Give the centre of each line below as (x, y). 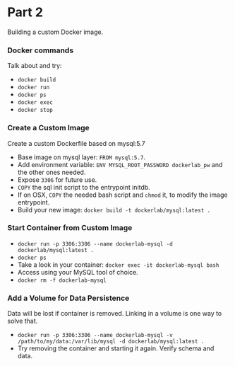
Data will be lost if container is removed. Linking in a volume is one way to (115, 314)
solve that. (23, 321)
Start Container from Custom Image (70, 228)
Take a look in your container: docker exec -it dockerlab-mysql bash (118, 264)
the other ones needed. (52, 172)
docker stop (35, 110)
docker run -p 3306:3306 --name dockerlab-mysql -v (95, 336)
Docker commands (41, 50)
